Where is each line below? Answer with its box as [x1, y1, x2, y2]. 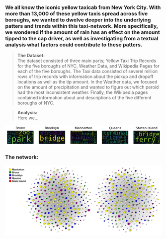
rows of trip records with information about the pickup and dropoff [17, 74, 154, 80]
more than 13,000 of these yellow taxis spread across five [5, 10, 148, 17]
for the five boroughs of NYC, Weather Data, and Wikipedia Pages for [17, 63, 160, 69]
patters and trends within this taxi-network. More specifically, [5, 22, 158, 29]
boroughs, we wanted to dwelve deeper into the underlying [5, 16, 151, 23]
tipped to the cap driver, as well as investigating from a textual [5, 35, 159, 42]
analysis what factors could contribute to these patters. [5, 41, 143, 48]
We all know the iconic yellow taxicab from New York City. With [5, 4, 161, 11]
